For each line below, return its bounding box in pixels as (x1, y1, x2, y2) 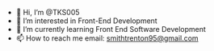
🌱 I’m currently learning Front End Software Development (15, 25, 206, 33)
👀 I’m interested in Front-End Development (15, 16, 157, 25)
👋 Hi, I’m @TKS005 (15, 8, 80, 17)
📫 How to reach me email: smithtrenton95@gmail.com (15, 33, 199, 43)
